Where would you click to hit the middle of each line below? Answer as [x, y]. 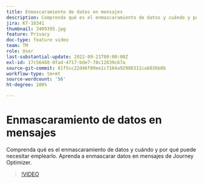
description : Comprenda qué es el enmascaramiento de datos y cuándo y [98, 18]
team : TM [17, 46]
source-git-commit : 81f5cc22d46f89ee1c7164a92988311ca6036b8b [86, 68]
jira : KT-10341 [25, 23]
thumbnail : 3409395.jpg [36, 29]
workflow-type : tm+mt [34, 74]
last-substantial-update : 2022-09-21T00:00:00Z [67, 57]
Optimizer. [19, 162]
